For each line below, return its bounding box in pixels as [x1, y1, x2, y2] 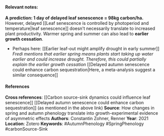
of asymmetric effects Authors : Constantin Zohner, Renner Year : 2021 [5, 116, 149, 122]
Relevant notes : [5, 4, 38, 10]
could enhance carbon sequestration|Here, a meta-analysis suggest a [12, 67, 156, 73]
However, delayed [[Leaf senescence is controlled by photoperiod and [5, 20, 149, 26]
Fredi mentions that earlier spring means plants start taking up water [12, 51, 154, 57]
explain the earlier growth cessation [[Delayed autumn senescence [12, 62, 150, 68]
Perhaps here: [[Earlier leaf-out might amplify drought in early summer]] [12, 46, 160, 52]
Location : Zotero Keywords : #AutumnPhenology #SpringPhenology [5, 121, 144, 127]
